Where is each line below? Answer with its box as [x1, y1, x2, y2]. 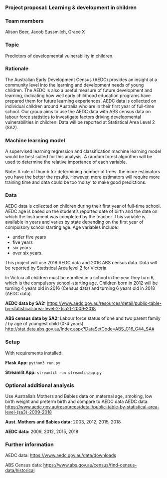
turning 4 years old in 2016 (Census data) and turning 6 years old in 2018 [5, 285, 156, 291]
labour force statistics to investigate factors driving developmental [5, 114, 141, 120]
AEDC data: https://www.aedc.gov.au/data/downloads [5, 452, 116, 458]
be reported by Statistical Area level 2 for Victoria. [5, 265, 108, 271]
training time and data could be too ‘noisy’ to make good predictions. [5, 179, 147, 185]
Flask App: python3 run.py [5, 359, 61, 365]
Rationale [5, 65, 29, 72]
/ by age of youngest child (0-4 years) [5, 321, 84, 327]
